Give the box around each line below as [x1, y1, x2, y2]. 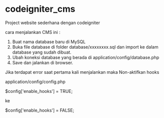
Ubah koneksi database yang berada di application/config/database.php [12, 54, 160, 60]
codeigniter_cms [5, 3, 75, 15]
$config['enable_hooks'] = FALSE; [5, 107, 74, 113]
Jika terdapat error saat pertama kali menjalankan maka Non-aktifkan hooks [5, 69, 160, 75]
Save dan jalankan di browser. [12, 59, 73, 65]
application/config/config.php [5, 79, 66, 85]
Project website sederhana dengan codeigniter [5, 20, 100, 26]
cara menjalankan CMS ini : [5, 29, 61, 35]
